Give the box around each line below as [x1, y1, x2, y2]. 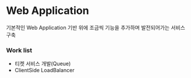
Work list [6, 46, 32, 54]
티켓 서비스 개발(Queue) [14, 60, 71, 68]
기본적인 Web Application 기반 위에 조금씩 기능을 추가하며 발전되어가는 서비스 [6, 24, 186, 31]
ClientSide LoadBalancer [14, 67, 75, 74]
